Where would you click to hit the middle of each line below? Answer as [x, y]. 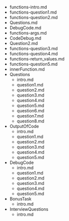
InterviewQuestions [29, 209]
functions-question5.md [34, 64]
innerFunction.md [27, 69]
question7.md [30, 116]
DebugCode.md [25, 28]
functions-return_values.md [37, 59]
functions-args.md [28, 33]
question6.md [30, 111]
